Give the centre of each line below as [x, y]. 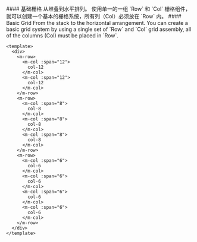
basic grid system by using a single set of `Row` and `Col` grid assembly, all [99, 29]
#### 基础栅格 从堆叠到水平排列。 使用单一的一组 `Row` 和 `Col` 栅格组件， [98, 9]
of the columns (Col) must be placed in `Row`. [62, 36]
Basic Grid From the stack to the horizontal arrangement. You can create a [97, 23]
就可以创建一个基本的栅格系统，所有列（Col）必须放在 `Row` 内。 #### [94, 16]
